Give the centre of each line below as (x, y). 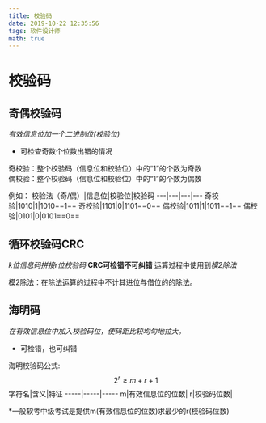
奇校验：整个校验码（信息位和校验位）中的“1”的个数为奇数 (105, 169)
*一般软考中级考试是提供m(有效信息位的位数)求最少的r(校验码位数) (119, 411)
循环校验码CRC (46, 244)
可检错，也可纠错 (49, 348)
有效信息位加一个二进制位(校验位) (64, 134)
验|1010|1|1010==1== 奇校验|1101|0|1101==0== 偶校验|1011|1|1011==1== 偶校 (133, 206)
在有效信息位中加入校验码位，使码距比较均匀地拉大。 (97, 331)
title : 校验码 (30, 16)
